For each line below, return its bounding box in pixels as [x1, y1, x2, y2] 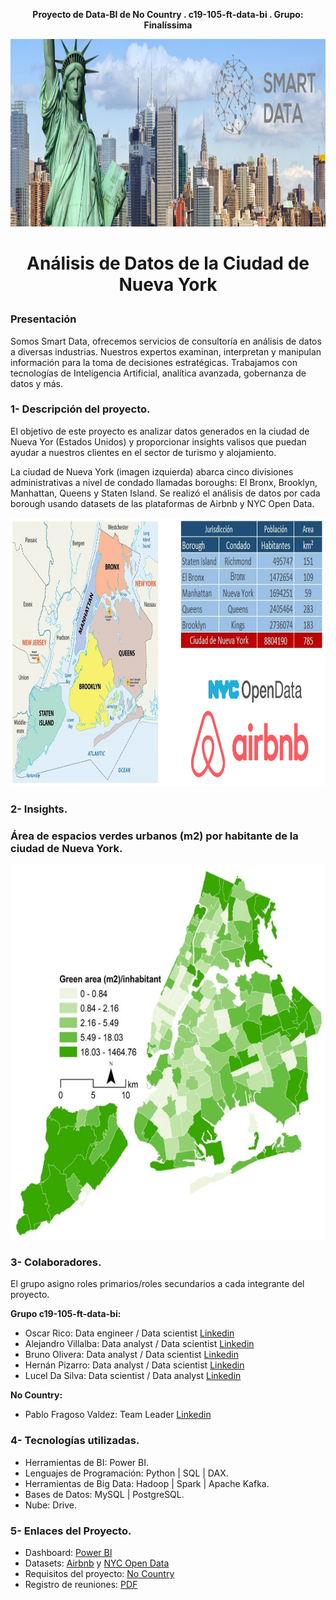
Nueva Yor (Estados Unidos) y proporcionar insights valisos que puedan [10, 435, 307, 448]
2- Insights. [10, 802, 68, 816]
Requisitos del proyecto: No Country [24, 1567, 175, 1579]
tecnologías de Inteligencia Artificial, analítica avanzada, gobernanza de [10, 367, 307, 379]
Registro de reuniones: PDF [24, 1578, 138, 1590]
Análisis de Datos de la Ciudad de [26, 252, 310, 275]
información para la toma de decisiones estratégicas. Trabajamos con [10, 356, 298, 368]
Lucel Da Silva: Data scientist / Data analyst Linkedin [24, 1370, 242, 1382]
